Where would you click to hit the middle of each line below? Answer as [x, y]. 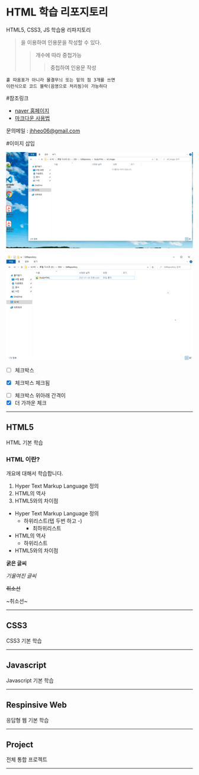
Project [20, 744]
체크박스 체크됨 [32, 382]
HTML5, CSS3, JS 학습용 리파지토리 [49, 30]
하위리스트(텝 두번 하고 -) [53, 521]
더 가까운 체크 [31, 403]
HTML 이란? [23, 459]
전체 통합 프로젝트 [27, 760]
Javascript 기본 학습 [30, 680]
